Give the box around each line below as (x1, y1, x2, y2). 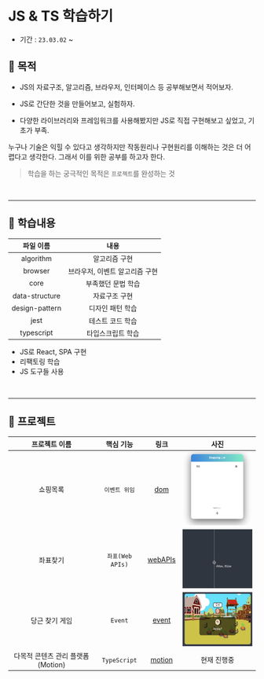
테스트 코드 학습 (89, 316, 137, 325)
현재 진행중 (200, 655, 235, 665)
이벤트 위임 (104, 486, 135, 494)
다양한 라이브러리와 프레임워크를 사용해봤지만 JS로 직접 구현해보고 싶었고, (19, 116, 247, 125)
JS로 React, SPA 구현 (19, 347, 87, 357)
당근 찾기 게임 (30, 615, 73, 625)
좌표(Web (107, 552, 132, 560)
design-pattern (11, 303, 61, 313)
